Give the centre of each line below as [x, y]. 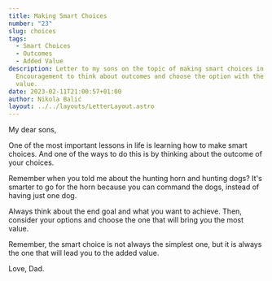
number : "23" [31, 24]
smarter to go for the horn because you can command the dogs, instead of [134, 187]
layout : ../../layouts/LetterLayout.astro [81, 106]
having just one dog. [43, 196]
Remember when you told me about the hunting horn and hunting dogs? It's [135, 179]
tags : [18, 39]
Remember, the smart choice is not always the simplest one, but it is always [135, 244]
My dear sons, [33, 130]
